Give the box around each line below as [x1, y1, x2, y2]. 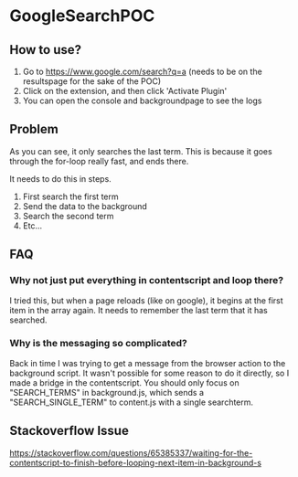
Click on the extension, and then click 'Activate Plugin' [22, 86, 228, 96]
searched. [9, 314, 48, 325]
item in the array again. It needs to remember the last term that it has [9, 304, 268, 315]
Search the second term [22, 210, 114, 221]
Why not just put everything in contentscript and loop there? [9, 274, 284, 287]
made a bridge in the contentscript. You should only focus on [9, 376, 239, 388]
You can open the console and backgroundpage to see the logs [22, 95, 262, 106]
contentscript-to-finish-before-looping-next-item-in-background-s [9, 457, 262, 468]
